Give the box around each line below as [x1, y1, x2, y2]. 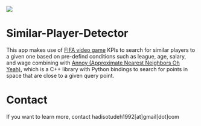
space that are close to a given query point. [6, 72, 115, 79]
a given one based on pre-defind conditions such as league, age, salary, [6, 52, 187, 60]
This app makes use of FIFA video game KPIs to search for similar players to [6, 46, 196, 54]
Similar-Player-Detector [6, 27, 129, 40]
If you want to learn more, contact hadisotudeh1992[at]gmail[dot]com [6, 113, 179, 120]
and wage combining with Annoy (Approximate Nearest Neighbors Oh [6, 59, 180, 66]
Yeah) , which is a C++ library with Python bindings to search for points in [6, 65, 188, 72]
